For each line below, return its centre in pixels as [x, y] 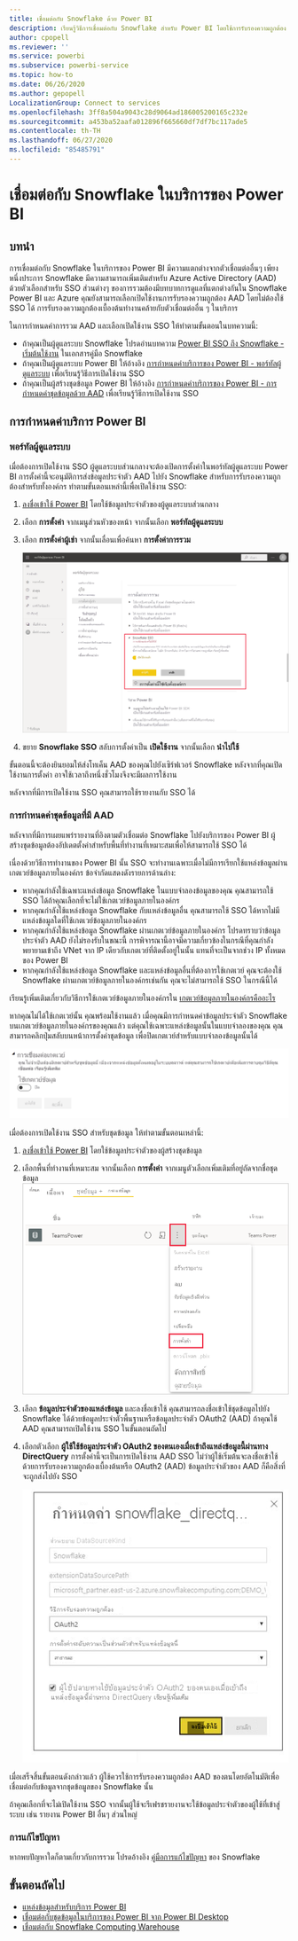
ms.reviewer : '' [39, 47]
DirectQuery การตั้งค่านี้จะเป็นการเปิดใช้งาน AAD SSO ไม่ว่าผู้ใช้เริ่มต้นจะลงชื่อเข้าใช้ [150, 1456]
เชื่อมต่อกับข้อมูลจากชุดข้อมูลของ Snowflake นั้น [81, 1786]
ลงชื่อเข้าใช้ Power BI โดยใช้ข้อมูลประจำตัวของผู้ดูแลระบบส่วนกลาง [120, 504]
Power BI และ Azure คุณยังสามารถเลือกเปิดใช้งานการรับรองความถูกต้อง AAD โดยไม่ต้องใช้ [146, 298]
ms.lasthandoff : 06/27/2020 [61, 141]
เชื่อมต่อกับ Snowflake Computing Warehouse [101, 1926]
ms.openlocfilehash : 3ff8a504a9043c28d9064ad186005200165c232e [129, 112]
